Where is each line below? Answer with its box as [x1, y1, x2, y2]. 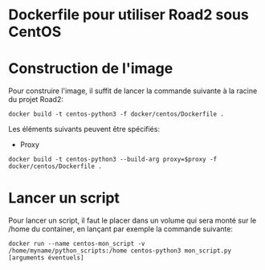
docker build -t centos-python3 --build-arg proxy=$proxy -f [8, 155, 218, 164]
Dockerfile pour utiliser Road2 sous [8, 6, 249, 24]
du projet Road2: [8, 95, 64, 104]
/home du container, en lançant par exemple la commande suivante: [8, 224, 233, 234]
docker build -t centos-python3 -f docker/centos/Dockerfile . [8, 110, 225, 118]
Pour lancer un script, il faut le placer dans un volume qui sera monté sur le [8, 215, 257, 226]
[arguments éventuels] [8, 254, 84, 262]
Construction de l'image [8, 59, 173, 78]
